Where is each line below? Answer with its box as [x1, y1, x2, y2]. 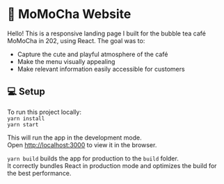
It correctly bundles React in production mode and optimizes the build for [7, 161, 217, 169]
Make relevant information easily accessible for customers [17, 65, 186, 73]
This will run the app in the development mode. [7, 133, 143, 142]
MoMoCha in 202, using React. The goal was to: [7, 36, 145, 44]
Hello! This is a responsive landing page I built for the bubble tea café [7, 29, 207, 37]
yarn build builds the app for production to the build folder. [7, 154, 179, 162]
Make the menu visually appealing [17, 57, 115, 65]
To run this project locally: [7, 108, 82, 116]
